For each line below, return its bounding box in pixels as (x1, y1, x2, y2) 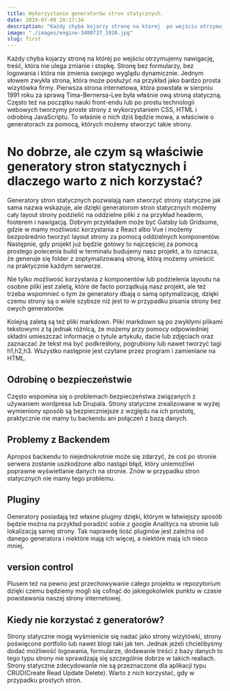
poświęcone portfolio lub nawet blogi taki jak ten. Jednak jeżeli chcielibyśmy (7, 639, 223, 648)
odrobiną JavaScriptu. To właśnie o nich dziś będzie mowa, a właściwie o (7, 113, 214, 121)
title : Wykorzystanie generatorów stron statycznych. (7, 10, 164, 17)
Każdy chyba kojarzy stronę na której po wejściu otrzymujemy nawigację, (7, 54, 214, 63)
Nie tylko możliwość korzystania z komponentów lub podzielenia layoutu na (7, 275, 220, 284)
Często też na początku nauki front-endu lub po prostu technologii (7, 98, 195, 106)
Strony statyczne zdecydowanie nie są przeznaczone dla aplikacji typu (7, 661, 207, 670)
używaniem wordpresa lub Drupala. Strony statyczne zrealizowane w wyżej (7, 399, 220, 407)
